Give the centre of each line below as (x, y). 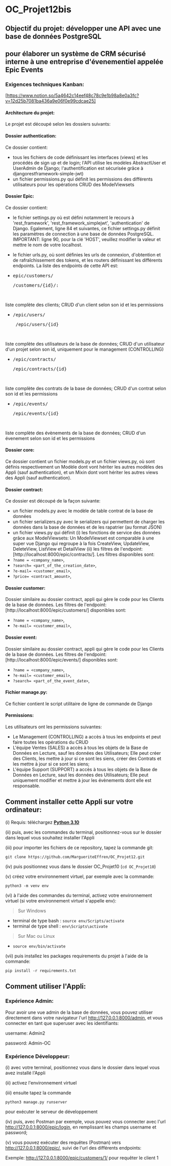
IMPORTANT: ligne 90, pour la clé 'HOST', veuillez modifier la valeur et (87, 239)
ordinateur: (23, 810)
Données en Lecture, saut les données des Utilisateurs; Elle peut (81, 775)
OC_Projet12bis (38, 9)
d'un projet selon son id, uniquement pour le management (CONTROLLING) (85, 349)
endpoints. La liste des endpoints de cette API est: (65, 266)
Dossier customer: (26, 588)
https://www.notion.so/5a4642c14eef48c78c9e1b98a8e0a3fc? (73, 95)
